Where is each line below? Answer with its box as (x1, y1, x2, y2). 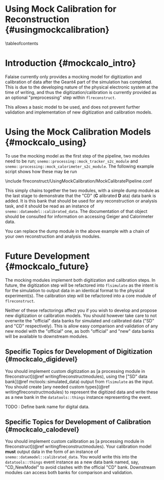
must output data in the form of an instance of (5, 449, 99, 455)
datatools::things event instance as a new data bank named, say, (5, 459, 140, 465)
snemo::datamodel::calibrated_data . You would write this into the (5, 454, 137, 460)
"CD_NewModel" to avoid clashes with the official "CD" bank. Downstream (5, 464, 156, 470)
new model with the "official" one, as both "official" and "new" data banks (5, 328, 154, 334)
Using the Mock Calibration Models (5, 126, 151, 137)
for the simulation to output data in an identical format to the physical (5, 287, 144, 293)
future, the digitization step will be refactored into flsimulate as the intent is (5, 282, 158, 288)
